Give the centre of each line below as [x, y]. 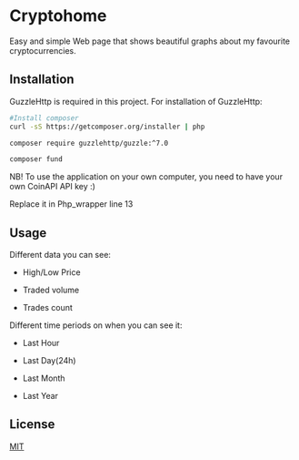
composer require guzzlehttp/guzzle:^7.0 [89, 143]
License [32, 424]
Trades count [47, 308]
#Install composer [44, 118]
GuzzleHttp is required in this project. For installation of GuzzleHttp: [136, 101]
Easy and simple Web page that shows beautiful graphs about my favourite [150, 41]
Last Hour [41, 343]
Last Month [44, 378]
